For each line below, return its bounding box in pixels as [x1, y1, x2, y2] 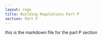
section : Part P [5, 16, 38, 21]
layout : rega [5, 7, 32, 12]
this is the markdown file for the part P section [5, 30, 98, 36]
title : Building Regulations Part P [5, 12, 79, 17]
